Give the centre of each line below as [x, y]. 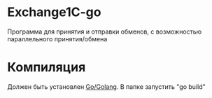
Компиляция [47, 68]
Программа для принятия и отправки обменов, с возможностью [105, 31]
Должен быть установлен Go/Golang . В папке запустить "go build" [106, 86]
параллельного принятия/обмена [57, 38]
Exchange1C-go [54, 12]
